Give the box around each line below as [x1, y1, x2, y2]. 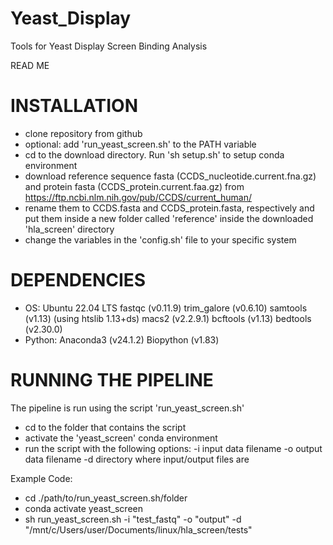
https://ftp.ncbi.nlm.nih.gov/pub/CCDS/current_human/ [24, 191, 252, 203]
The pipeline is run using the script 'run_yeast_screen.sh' [10, 402, 245, 414]
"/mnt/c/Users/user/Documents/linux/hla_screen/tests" [24, 523, 253, 536]
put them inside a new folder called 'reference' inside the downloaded [24, 212, 314, 224]
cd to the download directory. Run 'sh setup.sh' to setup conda [24, 148, 285, 161]
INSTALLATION [10, 95, 138, 117]
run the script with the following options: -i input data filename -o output [24, 442, 323, 454]
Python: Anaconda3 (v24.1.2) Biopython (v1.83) [24, 333, 220, 346]
